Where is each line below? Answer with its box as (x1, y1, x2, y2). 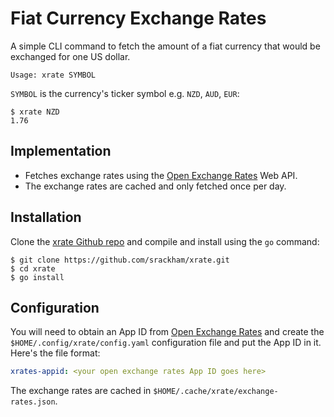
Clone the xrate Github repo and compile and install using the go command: (10, 235, 320, 247)
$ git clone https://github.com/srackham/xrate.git (10, 255, 230, 265)
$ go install (10, 272, 65, 282)
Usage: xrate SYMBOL (10, 70, 97, 80)
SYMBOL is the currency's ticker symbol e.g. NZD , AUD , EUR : (10, 87, 240, 99)
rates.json (10, 397, 56, 407)
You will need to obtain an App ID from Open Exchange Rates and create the (10, 326, 325, 338)
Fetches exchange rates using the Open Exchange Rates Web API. (24, 169, 298, 181)
